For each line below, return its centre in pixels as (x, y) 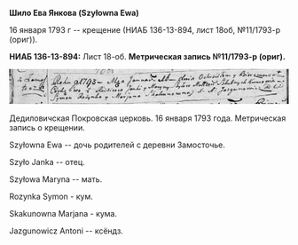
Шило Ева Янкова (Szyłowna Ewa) (74, 13)
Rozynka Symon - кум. (51, 196)
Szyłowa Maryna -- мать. (56, 179)
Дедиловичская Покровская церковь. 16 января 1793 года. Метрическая (148, 118)
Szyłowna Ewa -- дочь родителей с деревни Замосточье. (118, 145)
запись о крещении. (47, 127)
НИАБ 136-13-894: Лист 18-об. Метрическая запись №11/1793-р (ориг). (148, 56)
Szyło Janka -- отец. (47, 162)
